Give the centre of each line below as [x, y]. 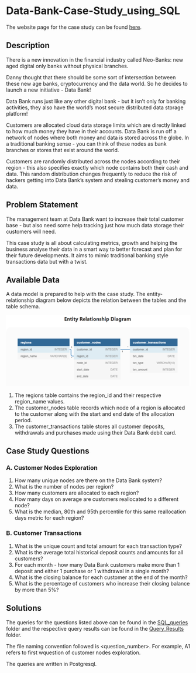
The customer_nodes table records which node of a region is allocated [100, 408]
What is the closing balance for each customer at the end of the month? [101, 577]
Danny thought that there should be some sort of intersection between [91, 77]
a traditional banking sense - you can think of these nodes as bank [86, 144]
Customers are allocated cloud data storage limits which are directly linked [96, 125]
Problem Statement [42, 205]
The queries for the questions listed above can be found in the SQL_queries [97, 622]
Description [28, 46]
